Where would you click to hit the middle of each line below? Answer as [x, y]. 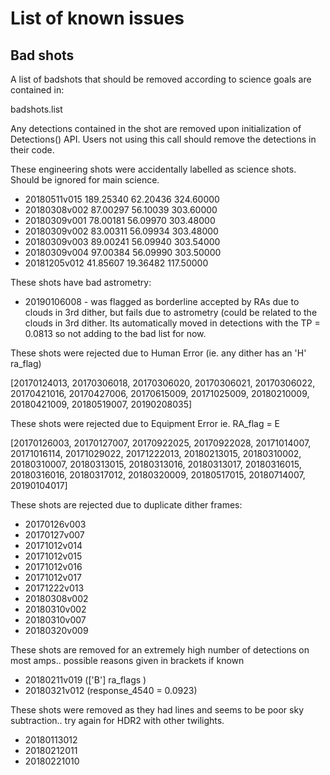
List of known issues [97, 18]
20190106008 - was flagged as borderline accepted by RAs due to [162, 301]
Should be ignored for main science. [85, 180]
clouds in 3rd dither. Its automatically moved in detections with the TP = [172, 323]
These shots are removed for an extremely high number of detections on [160, 650]
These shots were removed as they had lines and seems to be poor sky [157, 710]
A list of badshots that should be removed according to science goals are [161, 79]
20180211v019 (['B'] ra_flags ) [85, 680]
